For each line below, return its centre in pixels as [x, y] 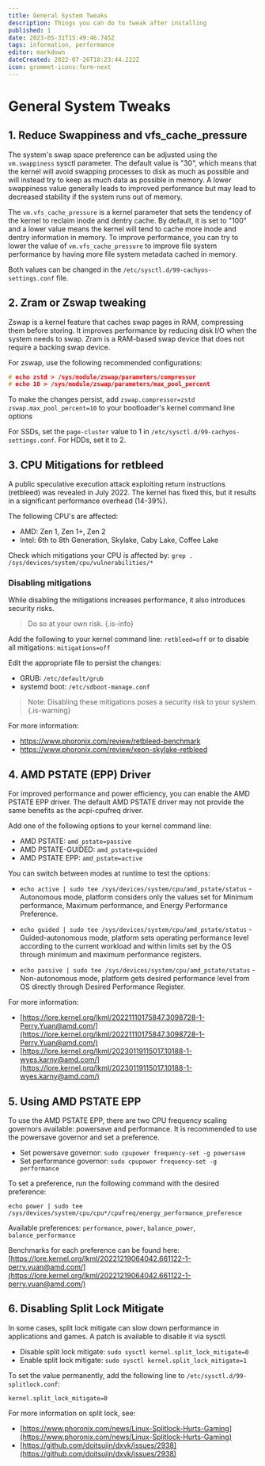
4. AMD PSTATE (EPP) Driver [80, 775]
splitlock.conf [33, 1384]
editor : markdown [37, 52]
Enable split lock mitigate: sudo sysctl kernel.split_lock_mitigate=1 [133, 1360]
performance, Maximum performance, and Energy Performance [123, 906]
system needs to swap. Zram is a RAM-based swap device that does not [126, 338]
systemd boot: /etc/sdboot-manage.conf [85, 687]
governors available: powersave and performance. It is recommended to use [133, 1129]
